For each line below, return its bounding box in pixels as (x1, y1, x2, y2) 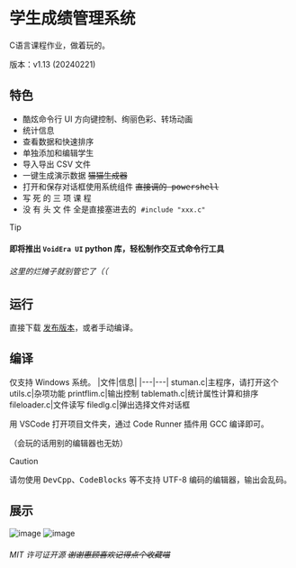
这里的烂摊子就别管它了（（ (9, 265, 108, 276)
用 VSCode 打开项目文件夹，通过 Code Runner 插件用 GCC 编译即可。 (9, 418, 270, 429)
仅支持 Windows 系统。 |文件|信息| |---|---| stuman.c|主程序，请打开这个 (9, 376, 279, 388)
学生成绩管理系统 (9, 8, 137, 29)
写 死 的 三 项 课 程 (22, 192, 92, 203)
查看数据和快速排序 (22, 136, 94, 147)
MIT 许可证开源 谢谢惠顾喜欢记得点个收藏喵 (9, 549, 171, 560)
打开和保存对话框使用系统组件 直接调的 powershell (22, 181, 220, 192)
